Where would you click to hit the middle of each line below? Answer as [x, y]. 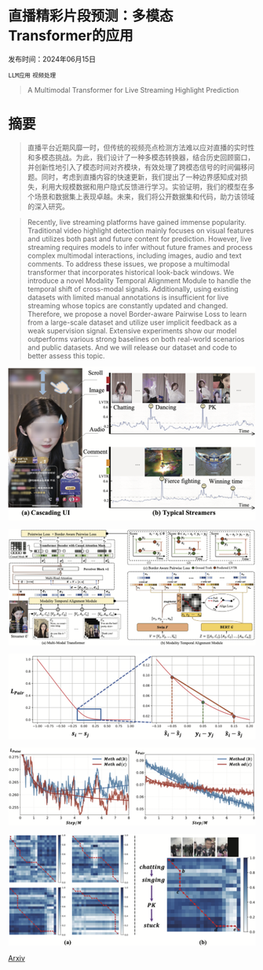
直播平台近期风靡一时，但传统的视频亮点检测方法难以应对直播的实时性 [141, 147]
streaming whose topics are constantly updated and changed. [128, 305]
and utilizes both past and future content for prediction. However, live [139, 239]
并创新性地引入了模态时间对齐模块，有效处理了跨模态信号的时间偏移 [137, 167]
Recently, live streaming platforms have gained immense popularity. [137, 222]
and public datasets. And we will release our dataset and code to [132, 347]
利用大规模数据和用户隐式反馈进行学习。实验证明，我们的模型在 [144, 186]
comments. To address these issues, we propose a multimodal [128, 263]
